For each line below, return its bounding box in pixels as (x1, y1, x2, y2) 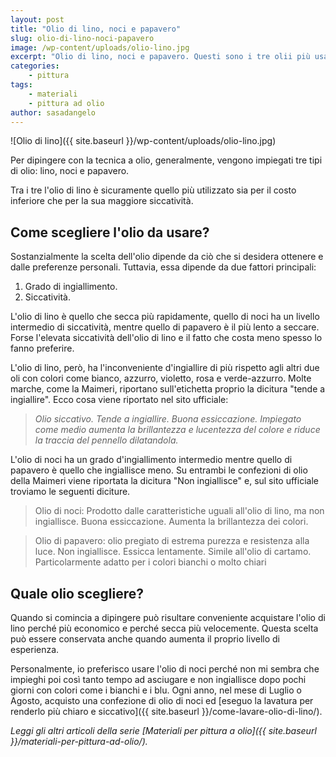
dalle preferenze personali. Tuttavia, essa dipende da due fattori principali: (10, 261, 317, 273)
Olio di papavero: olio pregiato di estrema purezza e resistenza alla (34, 535, 310, 547)
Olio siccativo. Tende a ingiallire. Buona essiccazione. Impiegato (34, 413, 302, 425)
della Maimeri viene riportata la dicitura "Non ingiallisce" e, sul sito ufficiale (10, 475, 319, 487)
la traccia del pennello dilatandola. (34, 434, 179, 446)
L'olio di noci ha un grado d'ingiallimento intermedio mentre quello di (10, 454, 293, 466)
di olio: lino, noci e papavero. (10, 165, 130, 177)
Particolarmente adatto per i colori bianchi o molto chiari (34, 556, 267, 568)
